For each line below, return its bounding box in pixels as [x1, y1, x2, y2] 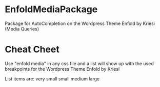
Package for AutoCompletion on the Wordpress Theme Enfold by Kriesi [5, 20, 155, 26]
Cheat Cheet [5, 44, 59, 55]
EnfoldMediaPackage [5, 4, 98, 15]
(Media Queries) [5, 25, 39, 32]
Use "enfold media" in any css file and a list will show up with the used [5, 60, 154, 67]
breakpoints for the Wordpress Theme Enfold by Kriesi [5, 66, 120, 72]
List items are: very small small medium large [5, 75, 100, 82]
